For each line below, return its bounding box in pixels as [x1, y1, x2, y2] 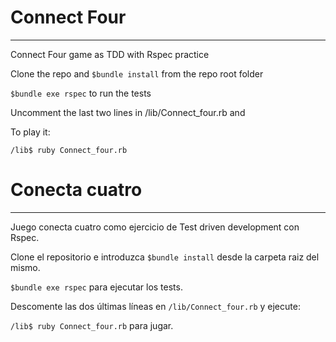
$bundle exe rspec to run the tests [10, 87, 152, 99]
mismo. [10, 261, 41, 273]
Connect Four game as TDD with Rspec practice [10, 48, 210, 60]
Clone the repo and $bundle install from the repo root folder [10, 67, 264, 80]
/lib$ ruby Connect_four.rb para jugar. [10, 319, 174, 331]
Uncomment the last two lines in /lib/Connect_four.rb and [10, 106, 246, 118]
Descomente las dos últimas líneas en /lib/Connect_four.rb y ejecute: [10, 300, 301, 312]
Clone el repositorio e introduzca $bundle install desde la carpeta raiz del [10, 251, 320, 263]
